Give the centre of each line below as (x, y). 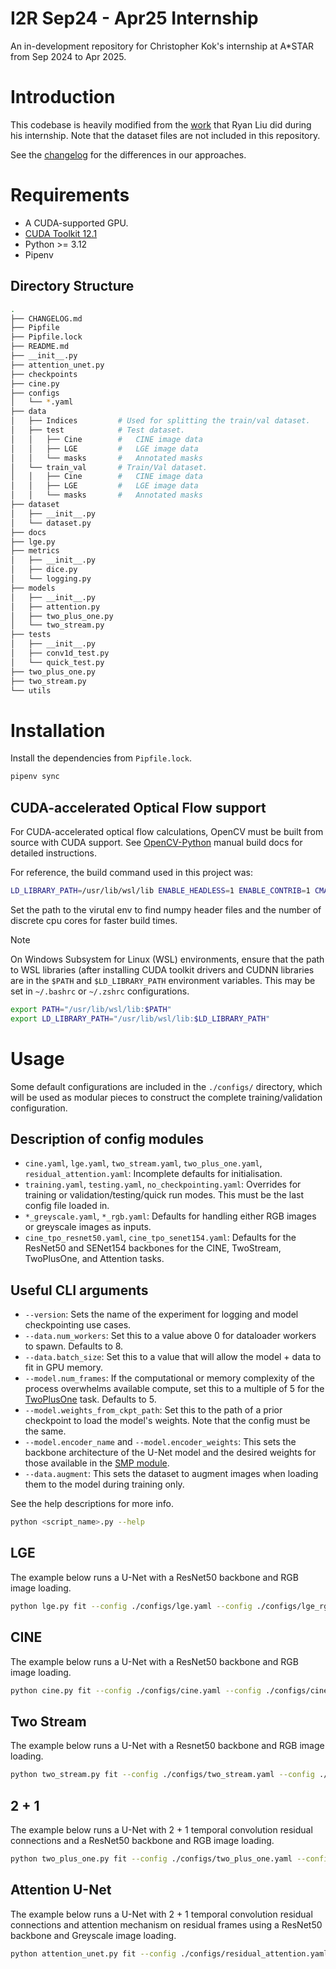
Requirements (70, 195)
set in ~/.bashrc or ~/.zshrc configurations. (100, 991)
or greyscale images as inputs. (88, 1227)
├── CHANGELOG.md (46, 318)
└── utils (31, 690)
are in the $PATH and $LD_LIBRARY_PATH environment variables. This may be (163, 980)
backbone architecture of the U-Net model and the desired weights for (170, 1453)
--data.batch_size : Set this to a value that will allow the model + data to (173, 1357)
